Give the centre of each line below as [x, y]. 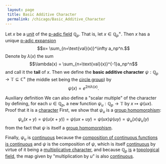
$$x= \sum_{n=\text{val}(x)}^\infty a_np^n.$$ [83, 48]
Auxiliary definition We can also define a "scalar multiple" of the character [81, 98]
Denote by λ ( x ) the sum [29, 56]
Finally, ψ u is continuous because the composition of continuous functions [82, 138]
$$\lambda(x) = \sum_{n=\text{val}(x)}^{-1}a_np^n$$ [83, 64]
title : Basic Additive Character [42, 14]
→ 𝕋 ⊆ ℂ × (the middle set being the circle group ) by [58, 79]
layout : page [21, 10]
